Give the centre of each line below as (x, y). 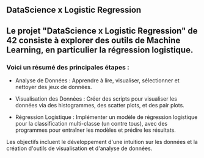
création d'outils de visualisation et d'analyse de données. (79, 148)
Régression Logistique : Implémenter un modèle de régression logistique (106, 117)
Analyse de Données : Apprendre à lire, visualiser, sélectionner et (97, 81)
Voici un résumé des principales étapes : (68, 67)
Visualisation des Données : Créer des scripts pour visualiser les (96, 99)
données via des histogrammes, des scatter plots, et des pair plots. (100, 106)
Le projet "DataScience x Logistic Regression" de (102, 31)
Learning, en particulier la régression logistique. (100, 50)
